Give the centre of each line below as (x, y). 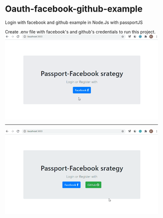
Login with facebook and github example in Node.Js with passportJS (74, 22)
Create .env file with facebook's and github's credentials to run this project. (80, 32)
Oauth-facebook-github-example (74, 9)
